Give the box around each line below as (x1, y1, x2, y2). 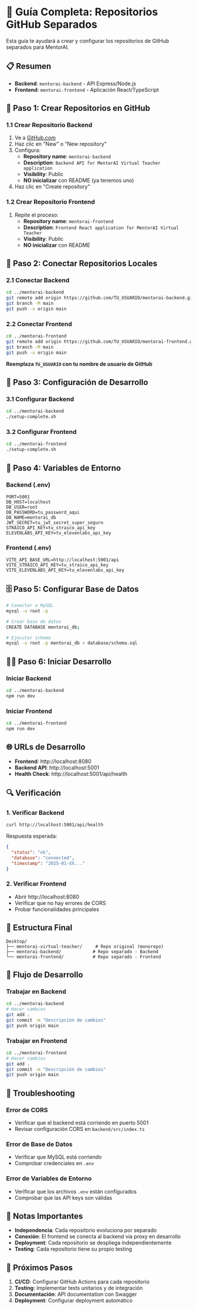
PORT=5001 (6, 494, 30, 500)
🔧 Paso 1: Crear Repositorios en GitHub (6, 103, 151, 114)
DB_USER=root (6, 504, 38, 510)
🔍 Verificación (6, 788, 62, 798)
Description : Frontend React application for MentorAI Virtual (23, 224, 179, 231)
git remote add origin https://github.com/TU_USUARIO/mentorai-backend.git (6, 295, 195, 301)
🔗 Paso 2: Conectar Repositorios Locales (6, 258, 158, 268)
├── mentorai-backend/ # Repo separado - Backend (6, 948, 159, 954)
